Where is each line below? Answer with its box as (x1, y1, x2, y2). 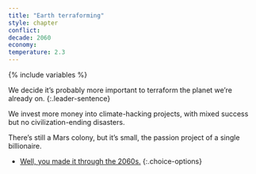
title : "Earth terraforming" (8, 11, 105, 20)
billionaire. (8, 142, 42, 150)
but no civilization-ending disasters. (8, 118, 125, 127)
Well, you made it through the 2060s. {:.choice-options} (19, 157, 202, 166)
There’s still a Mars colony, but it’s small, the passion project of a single (8, 133, 240, 142)
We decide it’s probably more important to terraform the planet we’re (8, 85, 232, 95)
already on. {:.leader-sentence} (8, 94, 111, 103)
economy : (8, 41, 37, 49)
